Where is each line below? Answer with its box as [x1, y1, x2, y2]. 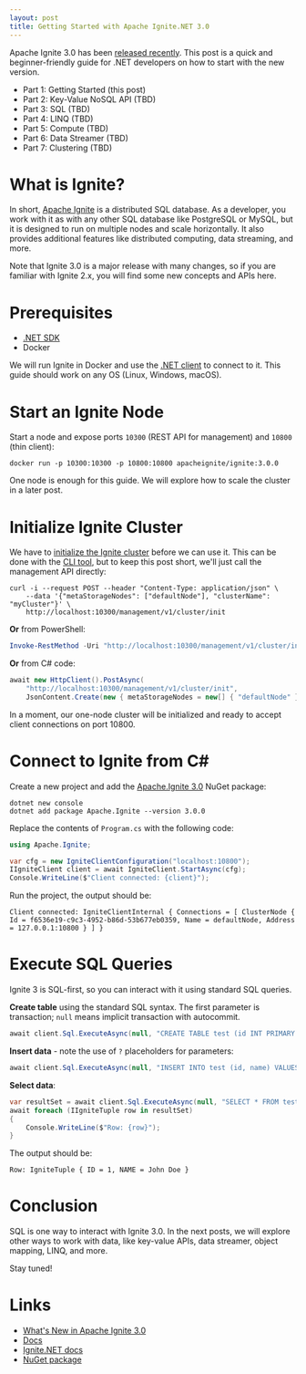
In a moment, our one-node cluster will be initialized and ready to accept [9, 709, 282, 720]
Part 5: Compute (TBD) [22, 122, 109, 133]
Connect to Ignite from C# [9, 750, 209, 771]
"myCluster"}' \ [9, 599, 71, 609]
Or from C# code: [9, 658, 76, 669]
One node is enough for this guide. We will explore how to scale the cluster [9, 475, 291, 486]
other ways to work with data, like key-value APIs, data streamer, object [9, 1235, 279, 1246]
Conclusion [9, 1196, 98, 1216]
